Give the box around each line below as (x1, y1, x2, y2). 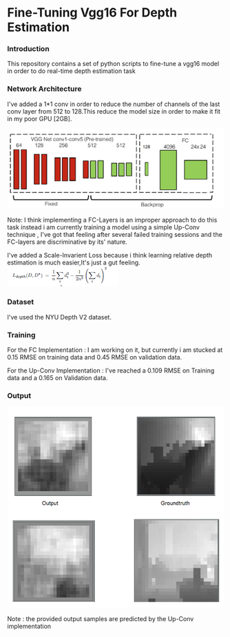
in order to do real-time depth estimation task (7, 67, 136, 75)
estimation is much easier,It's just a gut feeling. (7, 258, 140, 267)
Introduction (7, 44, 50, 54)
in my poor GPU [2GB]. (7, 114, 72, 123)
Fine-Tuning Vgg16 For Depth (7, 5, 178, 21)
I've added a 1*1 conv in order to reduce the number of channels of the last (7, 100, 220, 108)
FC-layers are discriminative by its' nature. (7, 238, 127, 246)
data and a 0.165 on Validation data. (7, 373, 108, 382)
